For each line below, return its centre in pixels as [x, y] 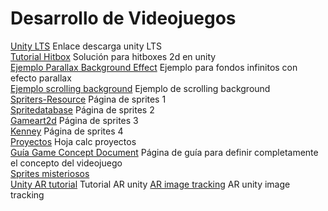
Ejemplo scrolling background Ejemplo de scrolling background [140, 88]
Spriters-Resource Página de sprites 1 [88, 99]
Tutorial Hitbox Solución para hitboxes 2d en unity [113, 56]
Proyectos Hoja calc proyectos [73, 141]
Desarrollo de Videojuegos [123, 18]
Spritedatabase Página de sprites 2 [82, 109]
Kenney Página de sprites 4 [67, 131]
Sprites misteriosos [50, 173]
